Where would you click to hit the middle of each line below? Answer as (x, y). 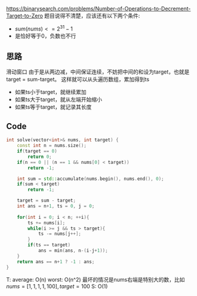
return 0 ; (40, 157)
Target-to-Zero (25, 16)
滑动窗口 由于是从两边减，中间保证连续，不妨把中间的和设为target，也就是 (98, 72)
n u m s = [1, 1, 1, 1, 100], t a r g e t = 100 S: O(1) (57, 286)
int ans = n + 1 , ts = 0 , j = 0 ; (56, 206)
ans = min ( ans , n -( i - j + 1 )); (73, 251)
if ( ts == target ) (49, 245)
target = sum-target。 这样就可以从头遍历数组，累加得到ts (78, 80)
